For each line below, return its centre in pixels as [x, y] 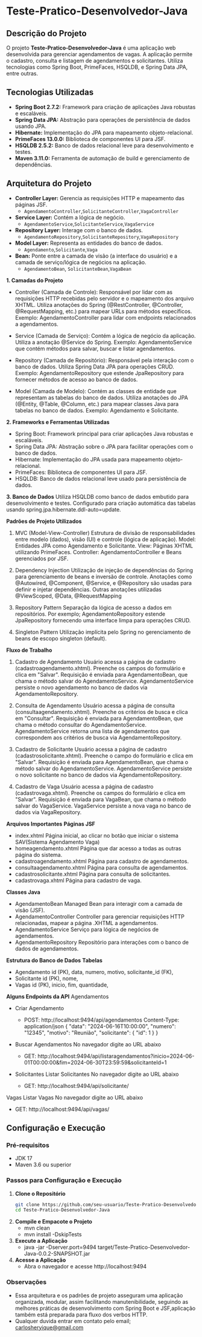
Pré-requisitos [28, 1145]
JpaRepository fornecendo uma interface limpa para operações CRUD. [103, 620]
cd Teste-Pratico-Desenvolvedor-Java [62, 1210]
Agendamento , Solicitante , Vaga [61, 249]
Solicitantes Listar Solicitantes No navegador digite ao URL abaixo [97, 1074]
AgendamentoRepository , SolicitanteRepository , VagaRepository [101, 236]
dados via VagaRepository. [48, 812]
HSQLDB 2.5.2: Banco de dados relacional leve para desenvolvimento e [104, 145]
